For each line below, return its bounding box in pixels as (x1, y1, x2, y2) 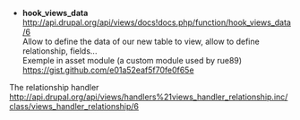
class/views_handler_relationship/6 (9, 101, 140, 111)
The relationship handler (9, 82, 99, 92)
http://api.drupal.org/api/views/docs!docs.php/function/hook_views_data (21, 17, 291, 28)
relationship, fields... (21, 46, 98, 56)
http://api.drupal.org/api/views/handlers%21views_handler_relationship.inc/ (9, 91, 288, 102)
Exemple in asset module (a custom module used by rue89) (21, 56, 243, 65)
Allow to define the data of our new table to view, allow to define (21, 36, 260, 47)
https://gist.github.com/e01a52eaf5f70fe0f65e (21, 64, 194, 75)
